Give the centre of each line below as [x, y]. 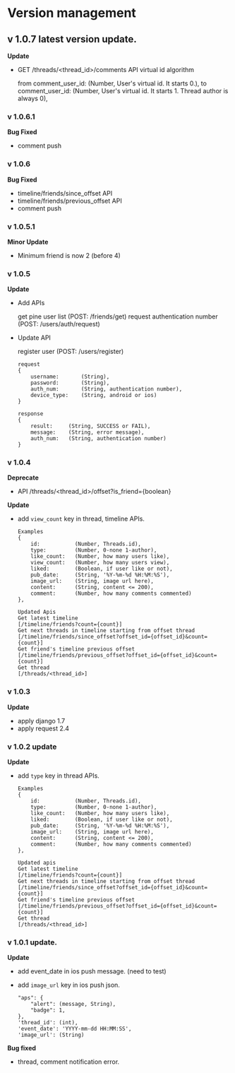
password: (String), [70, 383]
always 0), [32, 98]
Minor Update [28, 242]
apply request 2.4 [43, 728]
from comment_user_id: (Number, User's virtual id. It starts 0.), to [112, 83]
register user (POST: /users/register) [71, 352]
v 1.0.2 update [32, 747]
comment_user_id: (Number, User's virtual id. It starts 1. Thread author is [123, 91]
